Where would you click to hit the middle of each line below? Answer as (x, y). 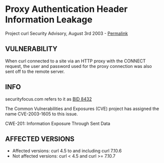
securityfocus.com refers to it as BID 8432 (49, 99)
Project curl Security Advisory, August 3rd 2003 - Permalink (66, 33)
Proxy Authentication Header (66, 9)
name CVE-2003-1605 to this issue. (42, 114)
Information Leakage (49, 20)
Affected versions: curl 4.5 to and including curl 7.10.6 (67, 151)
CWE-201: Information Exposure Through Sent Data (58, 123)
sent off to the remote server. (35, 71)
